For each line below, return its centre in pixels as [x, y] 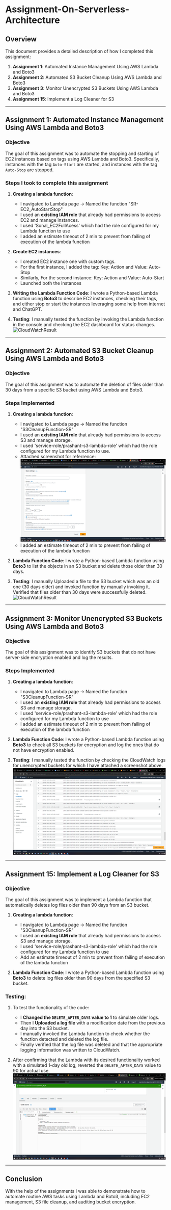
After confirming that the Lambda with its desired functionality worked [86, 1060]
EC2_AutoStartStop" [41, 209]
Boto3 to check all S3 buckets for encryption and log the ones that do [86, 745]
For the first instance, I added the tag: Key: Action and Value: [84, 267]
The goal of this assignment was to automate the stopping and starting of [82, 153]
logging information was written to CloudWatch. [70, 1050]
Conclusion [24, 1179]
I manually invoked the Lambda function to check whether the [85, 1034]
